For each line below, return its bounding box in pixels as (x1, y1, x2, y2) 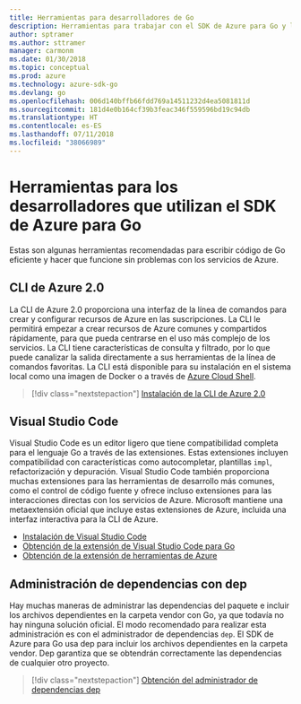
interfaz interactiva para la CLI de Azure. (9, 514, 159, 525)
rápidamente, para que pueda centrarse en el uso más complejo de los (9, 333, 271, 343)
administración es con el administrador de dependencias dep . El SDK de (9, 629, 274, 639)
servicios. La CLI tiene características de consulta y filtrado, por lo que (9, 342, 271, 352)
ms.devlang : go (9, 88, 66, 97)
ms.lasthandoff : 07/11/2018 (9, 130, 115, 139)
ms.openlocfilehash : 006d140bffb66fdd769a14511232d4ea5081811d (9, 96, 251, 106)
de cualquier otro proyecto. (9, 657, 110, 668)
